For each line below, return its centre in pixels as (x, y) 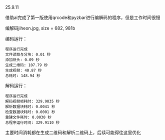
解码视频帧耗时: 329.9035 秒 (32, 101)
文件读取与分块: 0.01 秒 (28, 54)
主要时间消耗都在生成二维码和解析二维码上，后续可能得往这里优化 (73, 132)
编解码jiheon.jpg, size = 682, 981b (40, 28)
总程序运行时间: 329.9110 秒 (32, 122)
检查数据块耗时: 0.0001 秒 (30, 112)
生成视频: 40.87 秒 (23, 70)
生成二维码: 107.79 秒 (26, 65)
